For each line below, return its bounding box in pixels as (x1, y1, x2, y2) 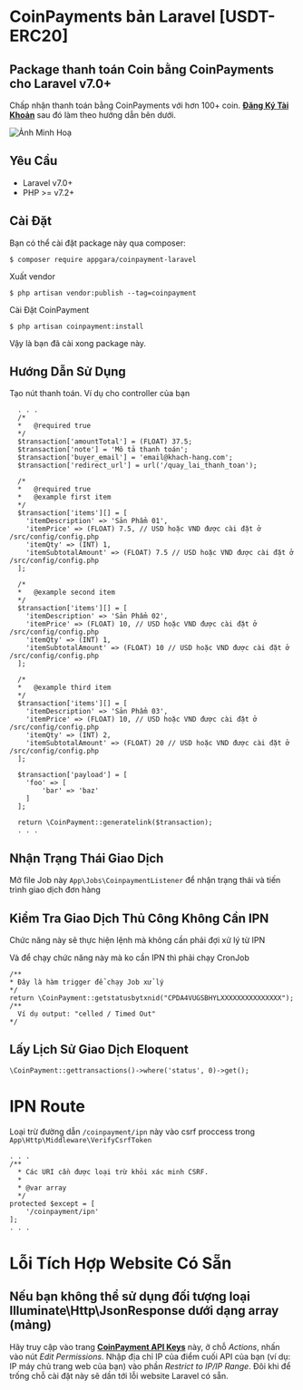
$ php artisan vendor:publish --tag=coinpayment (9, 288, 197, 297)
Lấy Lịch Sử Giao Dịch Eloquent (9, 1042, 189, 1057)
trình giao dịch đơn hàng (9, 884, 102, 895)
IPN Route (9, 1096, 86, 1117)
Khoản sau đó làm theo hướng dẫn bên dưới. (9, 110, 177, 120)
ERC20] (9, 25, 69, 46)
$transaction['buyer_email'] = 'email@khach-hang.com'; (17, 453, 233, 462)
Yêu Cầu (9, 153, 58, 169)
